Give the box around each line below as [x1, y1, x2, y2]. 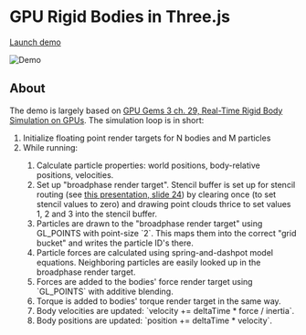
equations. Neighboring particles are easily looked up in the [36, 256, 261, 267]
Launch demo [9, 37, 61, 47]
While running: [22, 141, 79, 152]
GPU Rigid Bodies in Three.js [9, 6, 231, 27]
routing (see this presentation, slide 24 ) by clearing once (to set [36, 189, 277, 200]
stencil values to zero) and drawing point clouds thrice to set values [36, 198, 291, 209]
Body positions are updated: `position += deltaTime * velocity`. [36, 315, 272, 326]
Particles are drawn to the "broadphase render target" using [36, 217, 263, 229]
